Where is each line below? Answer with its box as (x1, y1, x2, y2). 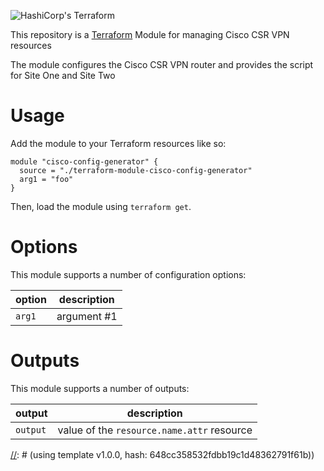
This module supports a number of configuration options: (10, 268, 247, 280)
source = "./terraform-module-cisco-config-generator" (19, 165, 253, 175)
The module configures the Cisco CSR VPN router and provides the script (10, 59, 314, 70)
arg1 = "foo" (19, 174, 74, 184)
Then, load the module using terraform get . (10, 200, 192, 212)
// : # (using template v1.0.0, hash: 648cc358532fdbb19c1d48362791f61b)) (10, 448, 315, 460)
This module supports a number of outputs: (10, 382, 190, 394)
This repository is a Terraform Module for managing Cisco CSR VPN (10, 29, 290, 40)
